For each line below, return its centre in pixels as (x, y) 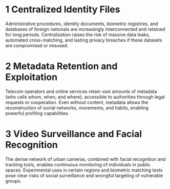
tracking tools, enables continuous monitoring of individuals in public (78, 164)
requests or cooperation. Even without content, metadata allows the (77, 102)
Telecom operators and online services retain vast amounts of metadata (81, 91)
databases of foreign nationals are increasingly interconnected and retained (85, 29)
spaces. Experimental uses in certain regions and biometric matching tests (84, 170)
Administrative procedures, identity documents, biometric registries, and (82, 24)
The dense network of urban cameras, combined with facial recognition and (86, 159)
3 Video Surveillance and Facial (74, 134)
